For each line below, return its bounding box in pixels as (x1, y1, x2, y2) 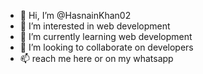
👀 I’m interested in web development (19, 20, 171, 32)
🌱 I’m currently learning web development (19, 31, 193, 42)
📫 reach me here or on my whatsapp (19, 53, 174, 64)
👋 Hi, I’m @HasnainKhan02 (19, 10, 132, 21)
